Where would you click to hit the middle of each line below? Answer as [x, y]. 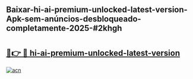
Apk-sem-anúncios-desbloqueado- [74, 19]
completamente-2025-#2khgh [64, 28]
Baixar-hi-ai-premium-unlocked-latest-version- [97, 10]
